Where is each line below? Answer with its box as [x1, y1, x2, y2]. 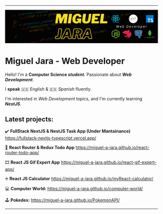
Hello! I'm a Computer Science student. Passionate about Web [5, 72, 132, 77]
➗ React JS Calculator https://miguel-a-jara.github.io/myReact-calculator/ [5, 176, 154, 182]
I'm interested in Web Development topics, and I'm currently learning [5, 96, 143, 102]
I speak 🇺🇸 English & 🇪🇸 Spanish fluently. [5, 86, 92, 92]
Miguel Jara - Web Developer [5, 56, 125, 67]
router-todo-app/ [5, 150, 39, 155]
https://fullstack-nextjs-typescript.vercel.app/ [5, 135, 97, 141]
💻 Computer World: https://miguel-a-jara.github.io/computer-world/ [5, 186, 143, 191]
